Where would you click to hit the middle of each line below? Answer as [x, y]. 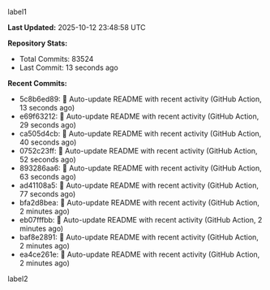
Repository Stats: [38, 43]
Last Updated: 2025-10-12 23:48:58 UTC [77, 27]
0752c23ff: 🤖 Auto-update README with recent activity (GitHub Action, [138, 151]
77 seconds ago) [47, 194]
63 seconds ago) [47, 177]
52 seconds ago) [47, 159]
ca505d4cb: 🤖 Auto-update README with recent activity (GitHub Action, [140, 134]
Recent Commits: [37, 83]
